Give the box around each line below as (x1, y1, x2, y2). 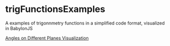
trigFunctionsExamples (5, 3, 106, 15)
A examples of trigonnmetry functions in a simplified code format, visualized (5, 20, 165, 26)
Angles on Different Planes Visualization (5, 35, 89, 41)
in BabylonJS (5, 25, 33, 31)
